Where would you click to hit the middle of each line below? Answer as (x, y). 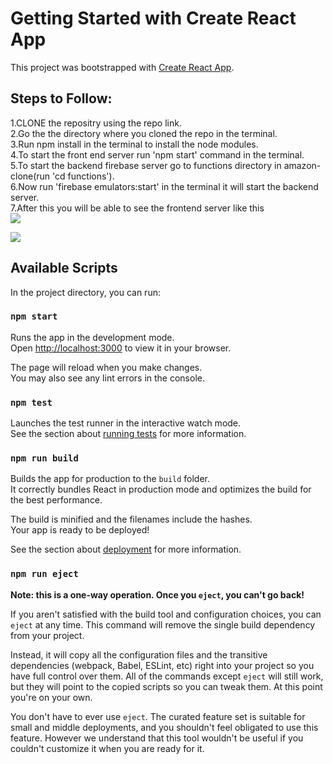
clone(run (30, 176)
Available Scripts (64, 268)
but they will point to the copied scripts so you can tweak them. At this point (166, 686)
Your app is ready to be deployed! (80, 530)
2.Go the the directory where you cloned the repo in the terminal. (144, 133)
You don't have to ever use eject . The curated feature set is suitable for (158, 716)
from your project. (47, 635)
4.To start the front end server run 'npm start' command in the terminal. (157, 154)
